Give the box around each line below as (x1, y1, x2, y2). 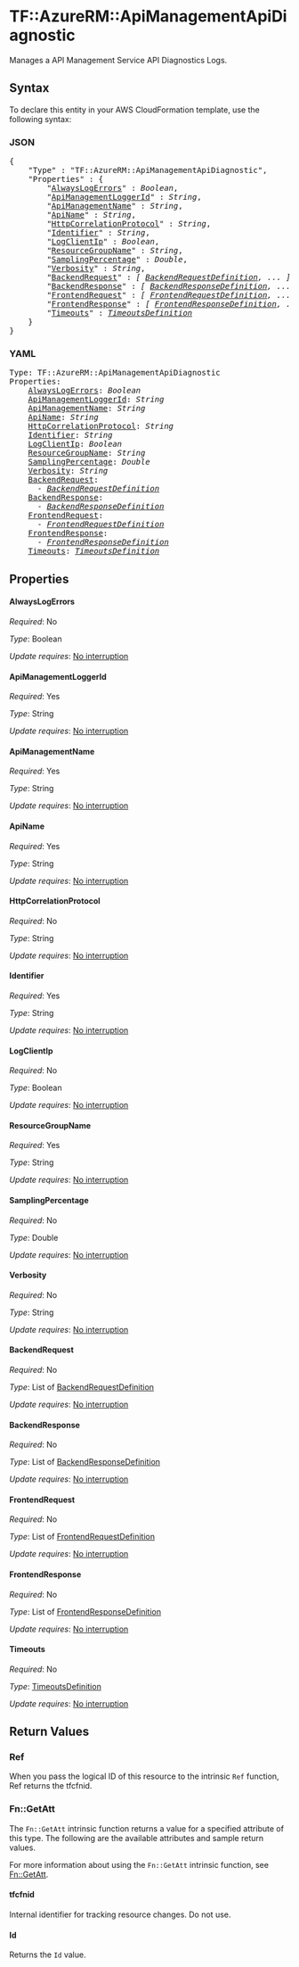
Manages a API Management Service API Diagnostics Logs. (9, 54, 228, 65)
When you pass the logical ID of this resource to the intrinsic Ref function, (9, 1771, 279, 1781)
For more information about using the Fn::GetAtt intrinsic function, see (9, 1859, 270, 1870)
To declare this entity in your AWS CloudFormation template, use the (9, 104, 260, 115)
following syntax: (9, 113, 72, 124)
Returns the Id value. (9, 1949, 86, 1960)
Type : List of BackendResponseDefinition (9, 1457, 161, 1467)
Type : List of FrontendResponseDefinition (9, 1606, 162, 1616)
